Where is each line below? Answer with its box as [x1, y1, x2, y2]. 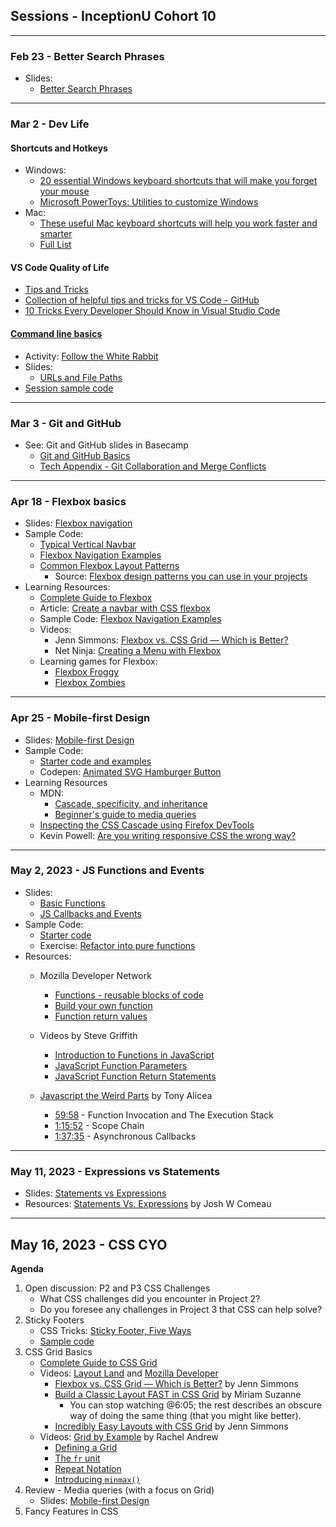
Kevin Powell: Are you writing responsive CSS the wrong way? [39, 829, 297, 841]
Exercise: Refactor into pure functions [39, 939, 196, 951]
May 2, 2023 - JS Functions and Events [10, 864, 205, 878]
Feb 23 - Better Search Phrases [10, 49, 165, 63]
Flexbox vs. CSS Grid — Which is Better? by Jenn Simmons [54, 1377, 299, 1389]
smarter [39, 228, 73, 240]
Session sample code [24, 382, 114, 394]
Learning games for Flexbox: [39, 655, 158, 668]
